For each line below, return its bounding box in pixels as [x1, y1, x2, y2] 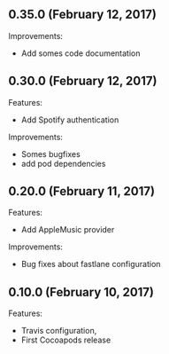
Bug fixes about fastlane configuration [20, 259, 161, 270]
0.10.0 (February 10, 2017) [8, 284, 155, 300]
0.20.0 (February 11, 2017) [8, 184, 156, 199]
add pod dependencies [20, 158, 106, 169]
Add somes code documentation [20, 48, 141, 59]
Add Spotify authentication [20, 114, 119, 125]
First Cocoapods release [20, 334, 111, 345]
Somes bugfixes [20, 148, 81, 159]
